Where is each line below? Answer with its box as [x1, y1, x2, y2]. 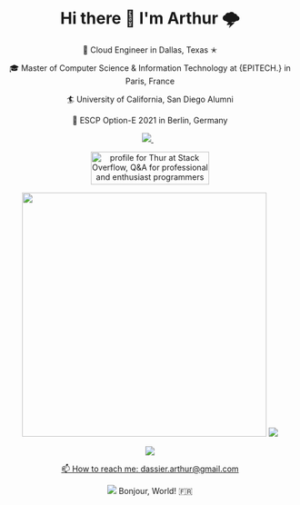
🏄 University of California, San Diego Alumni [66, 94, 234, 104]
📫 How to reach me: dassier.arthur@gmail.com [60, 463, 240, 474]
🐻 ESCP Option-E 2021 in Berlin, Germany [72, 114, 228, 125]
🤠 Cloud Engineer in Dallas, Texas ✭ [82, 44, 218, 55]
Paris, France [125, 75, 175, 86]
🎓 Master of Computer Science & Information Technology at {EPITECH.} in [9, 62, 291, 74]
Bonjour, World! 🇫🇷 [118, 485, 193, 496]
